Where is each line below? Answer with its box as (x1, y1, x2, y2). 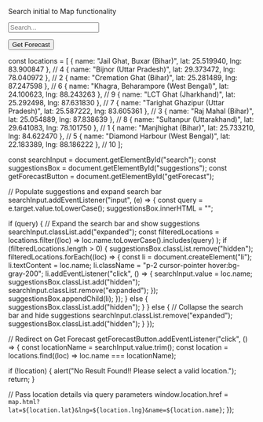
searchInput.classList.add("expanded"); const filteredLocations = (8, 227, 220, 237)
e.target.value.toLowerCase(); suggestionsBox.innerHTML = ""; (8, 204, 214, 213)
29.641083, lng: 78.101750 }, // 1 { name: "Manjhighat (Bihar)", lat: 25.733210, (8, 123, 255, 132)
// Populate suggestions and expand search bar (8, 187, 163, 196)
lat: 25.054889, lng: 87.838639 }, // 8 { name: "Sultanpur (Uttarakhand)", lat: (8, 115, 254, 124)
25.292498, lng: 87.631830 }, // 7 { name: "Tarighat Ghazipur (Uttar (8, 98, 225, 107)
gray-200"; (8, 269, 44, 278)
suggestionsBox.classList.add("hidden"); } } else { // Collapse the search (8, 303, 243, 311)
